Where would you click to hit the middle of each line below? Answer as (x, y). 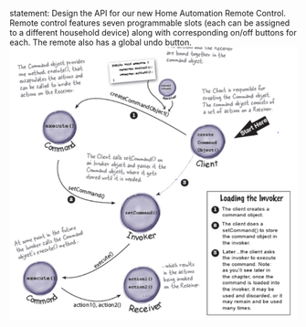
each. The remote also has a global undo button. (100, 42)
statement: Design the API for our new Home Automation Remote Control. (148, 13)
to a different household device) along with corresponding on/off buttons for (153, 32)
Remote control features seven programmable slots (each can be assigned (150, 23)
